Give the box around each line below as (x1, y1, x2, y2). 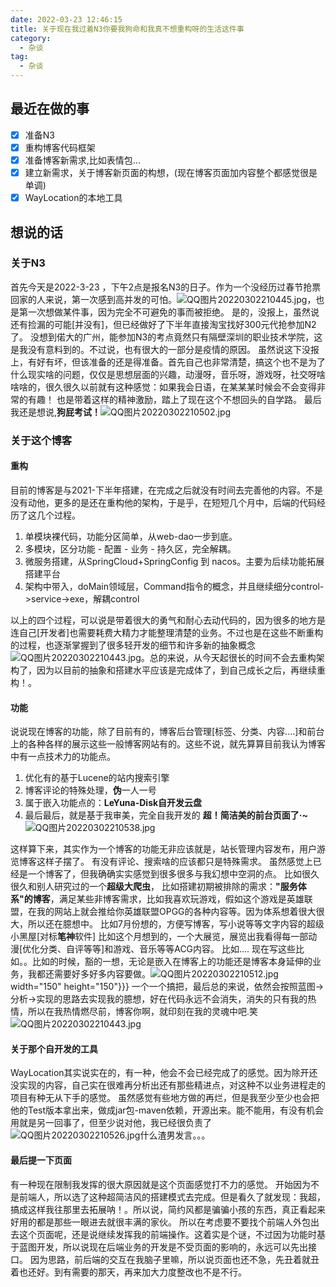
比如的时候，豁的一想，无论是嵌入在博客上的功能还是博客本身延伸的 (31, 956, 313, 968)
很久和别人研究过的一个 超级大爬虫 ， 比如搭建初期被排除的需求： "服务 (10, 881, 298, 893)
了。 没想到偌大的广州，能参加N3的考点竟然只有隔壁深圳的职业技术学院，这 (10, 331, 323, 343)
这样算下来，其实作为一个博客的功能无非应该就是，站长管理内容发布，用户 (10, 843, 317, 855)
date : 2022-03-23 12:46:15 (10, 14, 123, 25)
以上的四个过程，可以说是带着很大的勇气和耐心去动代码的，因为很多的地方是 (10, 614, 326, 626)
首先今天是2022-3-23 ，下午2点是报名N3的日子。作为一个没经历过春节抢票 (10, 281, 322, 293)
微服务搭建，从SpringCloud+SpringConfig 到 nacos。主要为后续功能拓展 (24, 555, 325, 567)
